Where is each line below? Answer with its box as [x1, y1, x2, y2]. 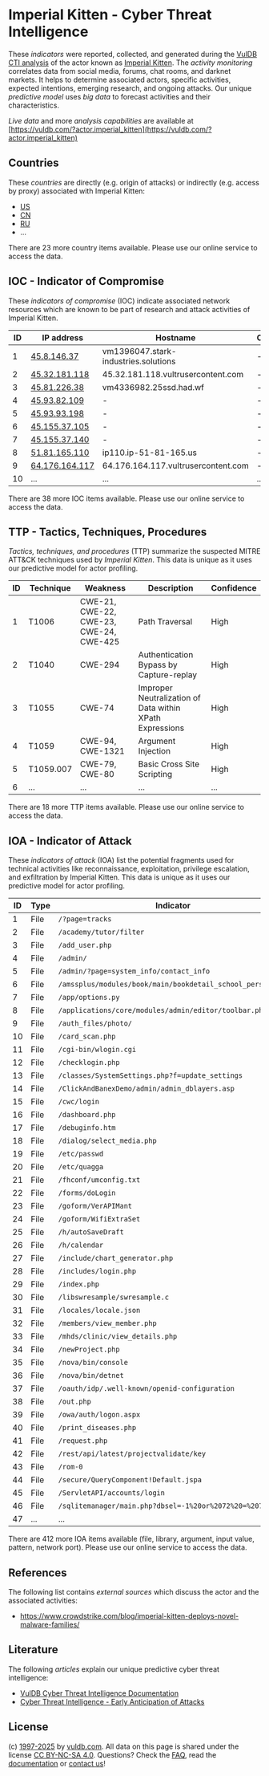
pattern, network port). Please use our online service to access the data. [8, 1542, 247, 1552]
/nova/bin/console [58, 1358, 128, 1368]
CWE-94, [79, 736, 117, 747]
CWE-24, [79, 626, 117, 637]
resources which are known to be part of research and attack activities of [8, 304, 251, 314]
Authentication [138, 649, 194, 660]
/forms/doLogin [58, 1189, 116, 1197]
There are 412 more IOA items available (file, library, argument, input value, [8, 1534, 255, 1544]
